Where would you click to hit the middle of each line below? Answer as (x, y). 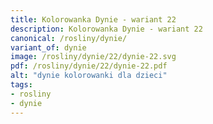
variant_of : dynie (48, 47)
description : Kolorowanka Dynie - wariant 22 (106, 29)
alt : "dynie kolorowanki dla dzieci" (89, 76)
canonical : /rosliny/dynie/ (69, 38)
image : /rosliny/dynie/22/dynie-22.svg (93, 57)
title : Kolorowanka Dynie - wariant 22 (93, 19)
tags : (21, 85)
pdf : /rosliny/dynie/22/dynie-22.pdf (89, 66)
